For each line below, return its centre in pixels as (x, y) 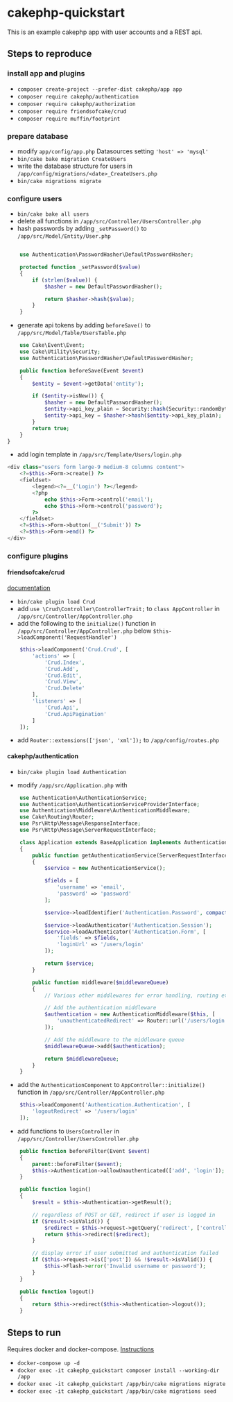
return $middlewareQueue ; (81, 1059)
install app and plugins (46, 74)
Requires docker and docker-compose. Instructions (81, 1349)
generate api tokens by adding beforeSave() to (84, 325)
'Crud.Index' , (64, 662)
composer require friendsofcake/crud (72, 111)
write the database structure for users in (75, 166)
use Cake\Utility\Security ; (60, 352)
